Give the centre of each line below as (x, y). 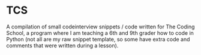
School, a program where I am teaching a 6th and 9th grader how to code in (100, 33)
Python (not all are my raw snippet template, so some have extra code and (98, 39)
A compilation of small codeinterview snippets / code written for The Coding (100, 27)
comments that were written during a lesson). (62, 46)
